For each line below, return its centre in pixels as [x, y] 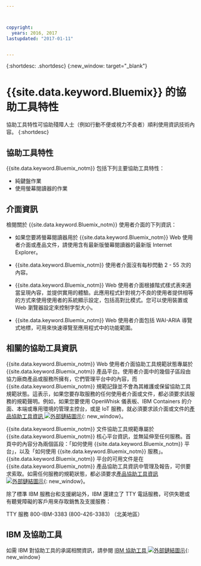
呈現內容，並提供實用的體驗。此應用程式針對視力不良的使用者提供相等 [106, 292]
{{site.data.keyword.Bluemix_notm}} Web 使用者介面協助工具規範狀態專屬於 [100, 364]
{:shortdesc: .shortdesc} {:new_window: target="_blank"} [77, 66]
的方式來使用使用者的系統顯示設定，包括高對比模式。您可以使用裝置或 [101, 300]
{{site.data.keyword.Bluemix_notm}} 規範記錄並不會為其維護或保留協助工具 [99, 386]
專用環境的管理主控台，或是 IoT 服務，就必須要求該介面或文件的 [111, 409]
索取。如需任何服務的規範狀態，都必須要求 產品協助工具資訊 [85, 473]
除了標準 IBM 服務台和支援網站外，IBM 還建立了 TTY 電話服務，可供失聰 [95, 494]
